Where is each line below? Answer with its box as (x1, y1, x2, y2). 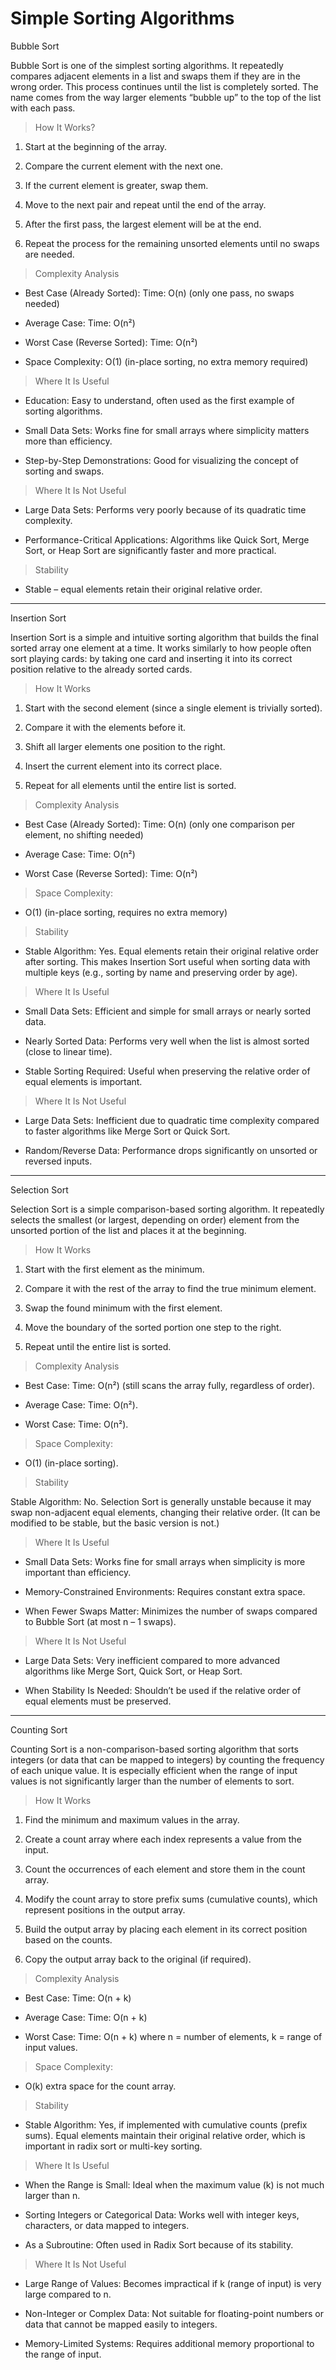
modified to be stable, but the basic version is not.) (10, 1517, 220, 1529)
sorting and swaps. (24, 465, 105, 477)
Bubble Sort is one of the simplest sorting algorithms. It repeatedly (10, 59, 284, 71)
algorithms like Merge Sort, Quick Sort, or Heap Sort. (24, 1665, 243, 1677)
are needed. (24, 248, 75, 260)
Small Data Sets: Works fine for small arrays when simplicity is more (24, 1555, 306, 1567)
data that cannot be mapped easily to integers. (24, 2318, 218, 2330)
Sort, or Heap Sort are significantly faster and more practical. (24, 544, 277, 556)
